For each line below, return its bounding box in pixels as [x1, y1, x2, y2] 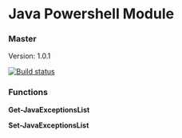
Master [8, 34, 38, 45]
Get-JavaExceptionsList [8, 104, 90, 114]
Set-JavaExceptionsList [8, 120, 89, 130]
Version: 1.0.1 [8, 51, 51, 61]
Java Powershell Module [8, 5, 174, 23]
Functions [8, 87, 48, 98]
